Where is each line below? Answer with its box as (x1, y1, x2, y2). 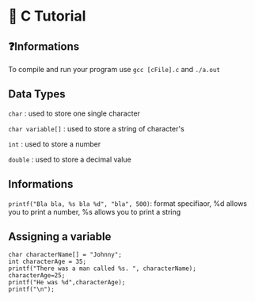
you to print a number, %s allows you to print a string (8, 207, 181, 216)
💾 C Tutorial (8, 7, 86, 25)
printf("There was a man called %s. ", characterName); (8, 265, 196, 272)
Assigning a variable (8, 230, 112, 244)
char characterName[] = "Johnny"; (8, 251, 123, 259)
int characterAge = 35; (8, 257, 87, 266)
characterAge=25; (8, 272, 66, 280)
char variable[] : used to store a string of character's (8, 124, 185, 133)
